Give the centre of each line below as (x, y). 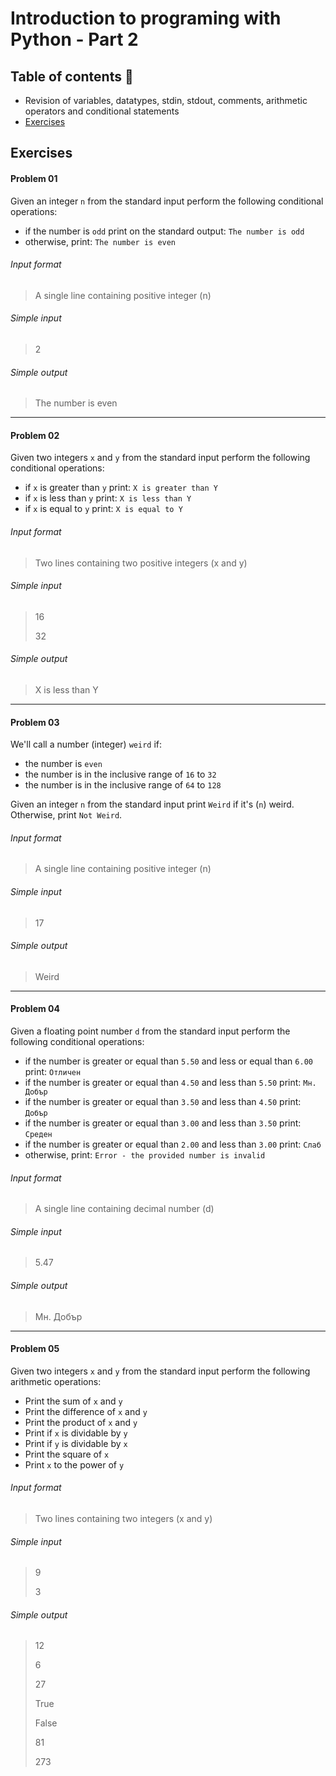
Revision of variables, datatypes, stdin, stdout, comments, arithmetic (166, 100)
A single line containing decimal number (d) (124, 1209)
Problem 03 (35, 722)
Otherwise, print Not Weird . (66, 815)
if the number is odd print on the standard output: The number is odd (164, 231)
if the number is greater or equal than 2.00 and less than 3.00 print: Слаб (173, 1144)
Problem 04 (35, 1009)
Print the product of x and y (81, 1422)
